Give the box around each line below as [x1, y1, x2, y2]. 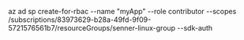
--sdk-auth [177, 24, 213, 32]
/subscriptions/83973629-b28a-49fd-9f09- [8, 15, 152, 24]
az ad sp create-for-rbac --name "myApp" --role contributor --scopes [8, 7, 237, 16]
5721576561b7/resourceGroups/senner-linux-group [8, 24, 176, 32]
